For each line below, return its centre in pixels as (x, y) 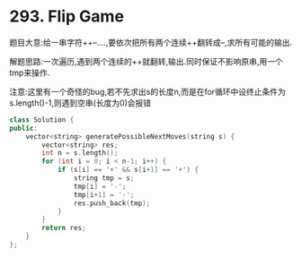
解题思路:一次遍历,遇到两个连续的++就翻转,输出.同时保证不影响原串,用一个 (146, 61)
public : (24, 128)
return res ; (64, 228)
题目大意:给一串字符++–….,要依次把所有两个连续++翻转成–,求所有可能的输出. (151, 42)
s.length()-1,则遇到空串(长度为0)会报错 (80, 103)
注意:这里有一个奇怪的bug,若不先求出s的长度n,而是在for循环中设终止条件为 (147, 91)
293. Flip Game (66, 17)
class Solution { (42, 120)
